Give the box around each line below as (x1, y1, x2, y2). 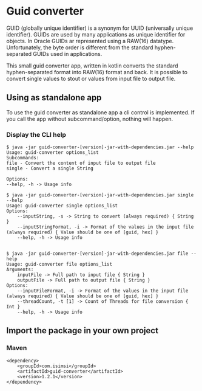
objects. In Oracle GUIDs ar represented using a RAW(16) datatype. (6, 37, 174, 44)
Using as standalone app (6, 92, 102, 103)
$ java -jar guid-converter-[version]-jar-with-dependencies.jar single (6, 192, 194, 198)
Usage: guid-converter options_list (6, 150, 99, 156)
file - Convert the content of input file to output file (6, 160, 156, 167)
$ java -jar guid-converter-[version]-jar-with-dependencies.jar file (6, 251, 189, 257)
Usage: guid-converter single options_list (6, 202, 118, 209)
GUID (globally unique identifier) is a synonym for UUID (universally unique (6, 24, 194, 32)
